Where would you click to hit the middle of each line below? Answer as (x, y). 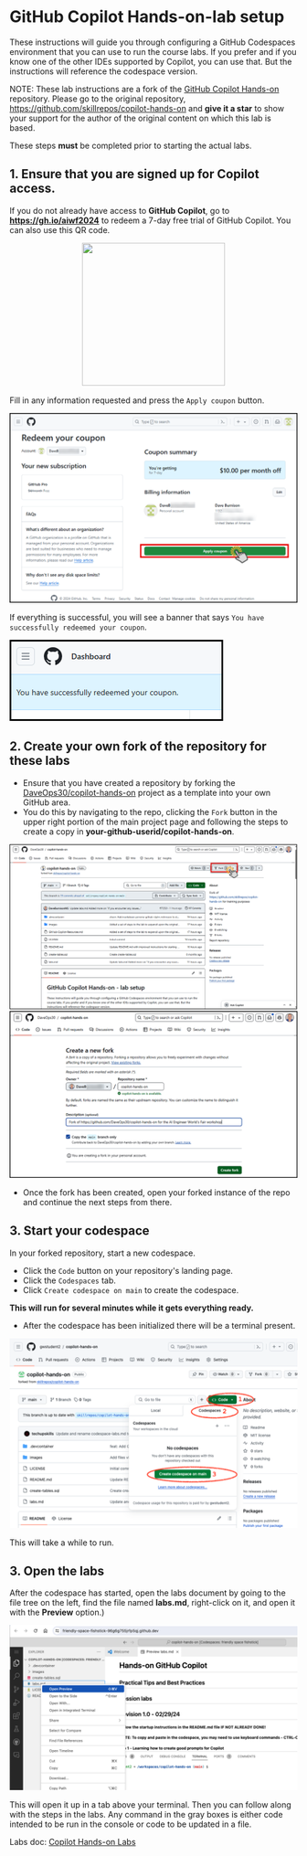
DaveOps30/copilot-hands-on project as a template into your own (147, 792)
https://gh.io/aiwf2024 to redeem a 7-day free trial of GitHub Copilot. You (150, 220)
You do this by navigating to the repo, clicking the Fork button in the (150, 811)
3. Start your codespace (79, 1231)
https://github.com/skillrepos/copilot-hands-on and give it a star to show (147, 108)
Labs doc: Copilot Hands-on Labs (73, 1841)
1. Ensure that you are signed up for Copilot (134, 174)
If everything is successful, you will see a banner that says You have (137, 617)
